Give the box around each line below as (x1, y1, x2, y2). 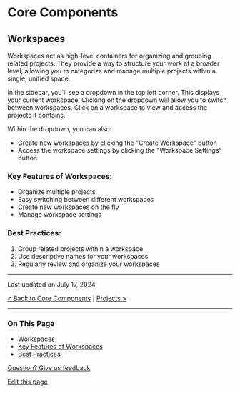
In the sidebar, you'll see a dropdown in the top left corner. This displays (7, 88, 220, 96)
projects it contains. (7, 111, 66, 119)
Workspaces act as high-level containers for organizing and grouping (7, 51, 212, 60)
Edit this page (7, 377, 48, 386)
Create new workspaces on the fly (17, 203, 119, 211)
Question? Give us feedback (7, 363, 91, 372)
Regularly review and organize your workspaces (17, 260, 160, 268)
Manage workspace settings (17, 210, 102, 219)
